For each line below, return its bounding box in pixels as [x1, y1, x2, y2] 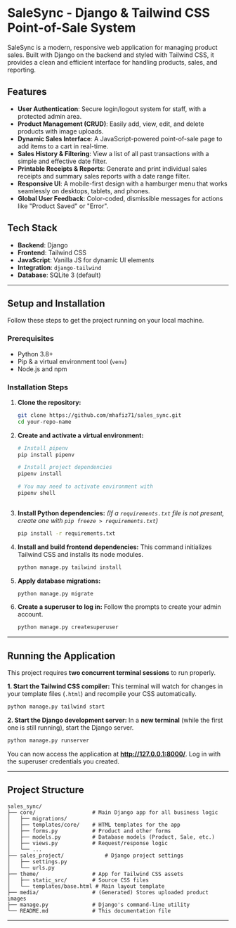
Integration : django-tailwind [17, 263, 102, 271]
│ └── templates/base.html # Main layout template [7, 882, 165, 890]
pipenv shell [17, 490, 56, 497]
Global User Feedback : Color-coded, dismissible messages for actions [17, 194, 223, 202]
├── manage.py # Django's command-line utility [7, 901, 190, 908]
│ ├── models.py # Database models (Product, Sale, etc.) [7, 833, 216, 841]
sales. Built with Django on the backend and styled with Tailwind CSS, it [7, 51, 214, 59]
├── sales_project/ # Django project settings [7, 852, 184, 859]
